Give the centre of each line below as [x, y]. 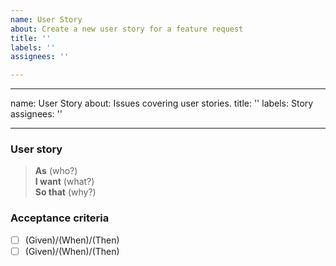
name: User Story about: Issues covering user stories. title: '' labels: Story [162, 103]
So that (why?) [65, 192]
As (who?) [56, 171]
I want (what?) [64, 182]
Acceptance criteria [60, 218]
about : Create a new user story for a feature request [127, 29]
